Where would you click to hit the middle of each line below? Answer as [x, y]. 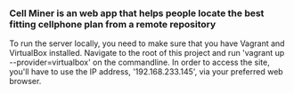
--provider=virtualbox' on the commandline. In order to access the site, [139, 62]
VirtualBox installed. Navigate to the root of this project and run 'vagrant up [147, 53]
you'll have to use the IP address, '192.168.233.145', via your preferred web [146, 72]
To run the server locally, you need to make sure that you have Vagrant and [147, 43]
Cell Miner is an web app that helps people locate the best [137, 13]
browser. [25, 81]
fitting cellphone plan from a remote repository [113, 24]
